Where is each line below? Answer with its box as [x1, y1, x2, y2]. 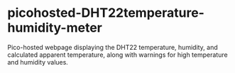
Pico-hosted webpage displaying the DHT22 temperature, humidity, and [7, 43, 218, 51]
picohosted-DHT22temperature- [7, 5, 204, 21]
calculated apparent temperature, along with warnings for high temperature [7, 51, 229, 59]
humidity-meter [7, 20, 103, 36]
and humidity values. [7, 58, 69, 66]
